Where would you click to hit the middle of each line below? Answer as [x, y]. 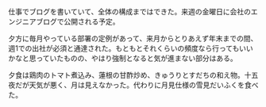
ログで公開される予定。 [81, 21]
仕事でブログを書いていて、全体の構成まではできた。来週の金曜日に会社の [130, 11]
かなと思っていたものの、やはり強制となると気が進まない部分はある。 [123, 58]
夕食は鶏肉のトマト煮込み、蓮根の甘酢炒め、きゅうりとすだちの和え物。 [126, 75]
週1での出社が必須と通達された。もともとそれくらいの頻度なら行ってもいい [131, 48]
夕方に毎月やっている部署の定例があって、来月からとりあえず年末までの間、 [133, 38]
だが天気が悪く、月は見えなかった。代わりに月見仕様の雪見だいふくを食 [133, 85]
